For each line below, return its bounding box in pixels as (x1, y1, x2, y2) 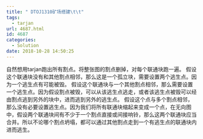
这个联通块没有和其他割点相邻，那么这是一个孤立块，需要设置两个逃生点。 (6, 73, 192, 80)
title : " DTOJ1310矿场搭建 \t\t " (6, 8, 85, 15)
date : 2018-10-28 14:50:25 (6, 48, 74, 54)
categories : (6, 37, 36, 43)
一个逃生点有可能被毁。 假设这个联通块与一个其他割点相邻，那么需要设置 (11, 80, 193, 88)
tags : (6, 15, 20, 21)
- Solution (11, 43, 39, 49)
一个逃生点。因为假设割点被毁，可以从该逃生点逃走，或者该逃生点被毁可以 (6, 88, 192, 95)
